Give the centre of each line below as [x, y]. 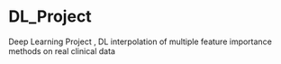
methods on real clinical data [62, 50]
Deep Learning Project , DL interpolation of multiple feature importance [140, 41]
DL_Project [50, 17]
